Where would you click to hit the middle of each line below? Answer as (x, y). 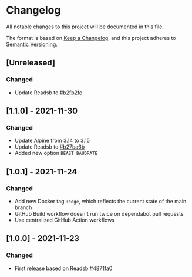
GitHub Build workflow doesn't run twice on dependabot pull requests (99, 214)
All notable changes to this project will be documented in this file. (85, 27)
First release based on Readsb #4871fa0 (63, 268)
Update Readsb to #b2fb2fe (48, 93)
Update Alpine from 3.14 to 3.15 (52, 141)
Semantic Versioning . (32, 44)
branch (23, 207)
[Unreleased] (31, 63)
